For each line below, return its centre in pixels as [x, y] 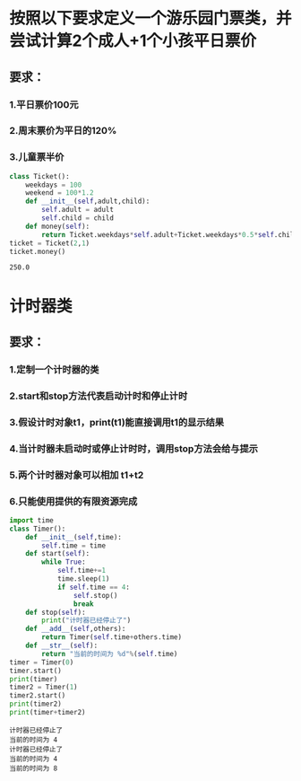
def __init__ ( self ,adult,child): [88, 202]
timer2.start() [38, 696]
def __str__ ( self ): [62, 646]
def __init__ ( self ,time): [74, 537]
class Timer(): [38, 529]
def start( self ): [58, 554]
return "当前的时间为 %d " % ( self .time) [110, 654]
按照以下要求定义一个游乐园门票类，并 [151, 18]
